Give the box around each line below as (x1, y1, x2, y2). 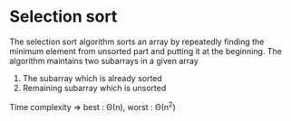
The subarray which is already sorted (22, 72, 163, 83)
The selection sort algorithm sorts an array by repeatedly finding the (9, 36, 265, 47)
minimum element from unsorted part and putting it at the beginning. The (9, 45, 283, 56)
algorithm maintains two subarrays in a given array (9, 55, 199, 66)
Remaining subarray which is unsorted (22, 82, 167, 93)
